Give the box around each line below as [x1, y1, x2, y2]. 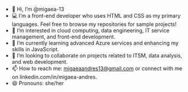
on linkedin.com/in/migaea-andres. [11, 74, 98, 80]
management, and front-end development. [11, 33, 116, 40]
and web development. [11, 58, 68, 65]
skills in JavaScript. [11, 46, 59, 52]
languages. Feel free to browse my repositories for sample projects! [11, 21, 177, 28]
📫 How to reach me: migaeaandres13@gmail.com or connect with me [11, 65, 183, 72]
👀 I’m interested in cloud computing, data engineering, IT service [11, 27, 170, 34]
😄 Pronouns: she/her [11, 80, 64, 87]
